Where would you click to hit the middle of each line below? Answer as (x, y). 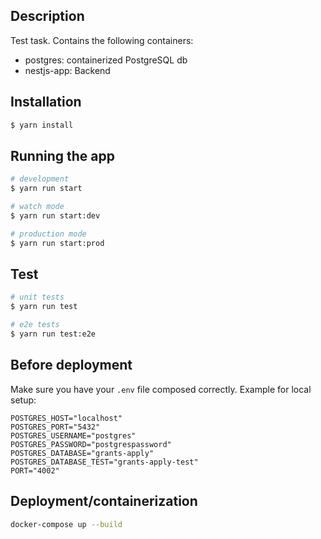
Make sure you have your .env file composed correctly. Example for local (161, 389)
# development (40, 179)
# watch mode (37, 207)
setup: (23, 400)
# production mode (48, 234)
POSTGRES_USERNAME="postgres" (73, 435)
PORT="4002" (35, 470)
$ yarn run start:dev (55, 215)
